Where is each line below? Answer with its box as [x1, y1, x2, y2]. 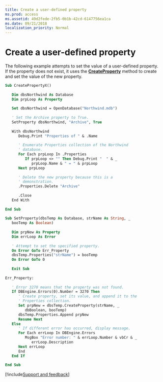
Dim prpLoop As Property [11, 97, 63, 102]
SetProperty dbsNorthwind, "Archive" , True [11, 120, 102, 125]
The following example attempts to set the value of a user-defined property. [5, 63, 159, 69]
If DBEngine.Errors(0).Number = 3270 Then [11, 289, 100, 294]
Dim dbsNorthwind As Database [11, 92, 74, 97]
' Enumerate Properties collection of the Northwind [18, 142, 129, 148]
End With [11, 198, 29, 203]
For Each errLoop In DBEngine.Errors [18, 331, 96, 336]
